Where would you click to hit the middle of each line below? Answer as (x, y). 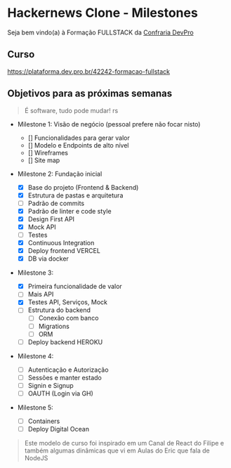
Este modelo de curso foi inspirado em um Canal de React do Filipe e (124, 443)
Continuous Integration (61, 243)
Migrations (54, 326)
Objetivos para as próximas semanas (90, 94)
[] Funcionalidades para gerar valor (79, 138)
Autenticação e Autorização (68, 370)
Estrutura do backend (59, 310)
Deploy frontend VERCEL (64, 251)
